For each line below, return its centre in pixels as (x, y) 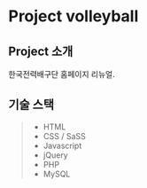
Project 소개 (41, 51)
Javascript (62, 145)
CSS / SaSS (64, 136)
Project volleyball (73, 16)
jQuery (55, 155)
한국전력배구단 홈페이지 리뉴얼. (62, 74)
